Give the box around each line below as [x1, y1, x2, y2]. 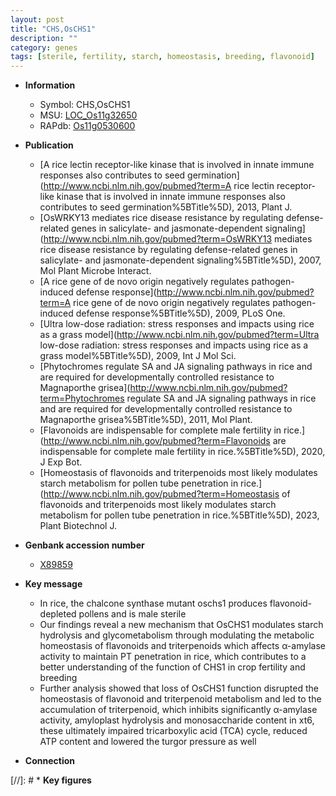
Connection [24, 755, 75, 767]
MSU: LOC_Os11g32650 [39, 109, 138, 121]
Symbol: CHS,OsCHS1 [39, 99, 131, 111]
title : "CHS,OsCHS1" [10, 24, 97, 34]
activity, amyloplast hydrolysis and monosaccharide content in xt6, [39, 714, 315, 726]
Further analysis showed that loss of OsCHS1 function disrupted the [39, 682, 320, 695]
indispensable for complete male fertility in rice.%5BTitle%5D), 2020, [39, 446, 326, 458]
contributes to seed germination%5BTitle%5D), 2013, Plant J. [39, 201, 293, 213]
